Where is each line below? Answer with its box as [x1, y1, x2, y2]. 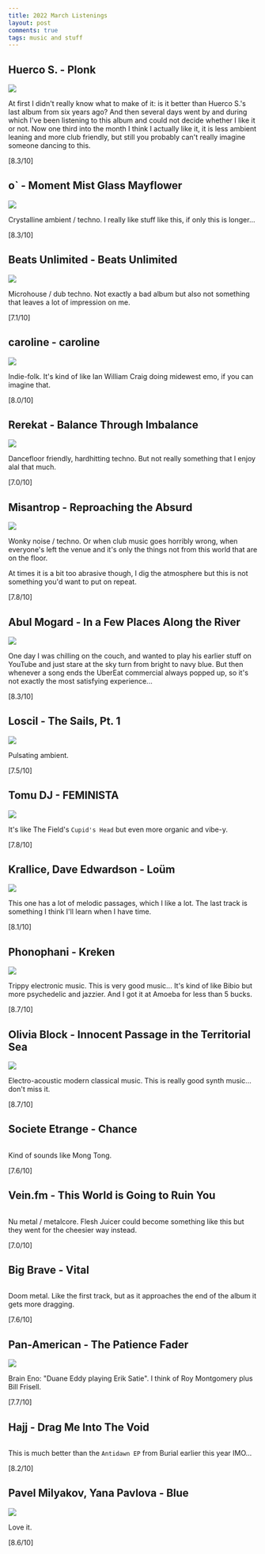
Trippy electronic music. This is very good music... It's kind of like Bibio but [8, 981, 253, 991]
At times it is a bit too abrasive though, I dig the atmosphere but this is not [8, 569, 248, 578]
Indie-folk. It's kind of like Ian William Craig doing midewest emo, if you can [8, 371, 254, 381]
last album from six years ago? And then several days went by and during [8, 108, 248, 117]
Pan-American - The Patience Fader [8, 1338, 189, 1351]
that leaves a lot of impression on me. [8, 298, 131, 307]
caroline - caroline [8, 335, 100, 349]
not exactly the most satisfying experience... [8, 676, 153, 685]
